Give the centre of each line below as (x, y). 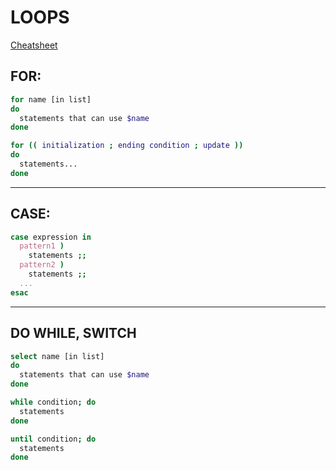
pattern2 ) (42, 265)
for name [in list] (51, 99)
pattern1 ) (42, 246)
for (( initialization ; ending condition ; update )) (127, 146)
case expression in (51, 237)
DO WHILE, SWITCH (73, 333)
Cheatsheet (34, 45)
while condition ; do (53, 402)
